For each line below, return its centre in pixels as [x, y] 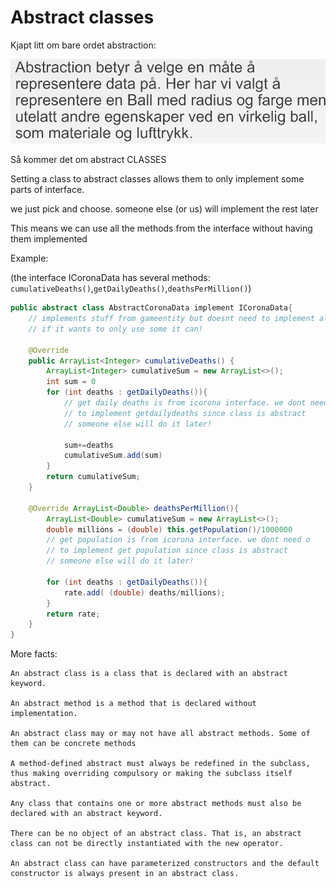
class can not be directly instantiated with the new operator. [147, 844]
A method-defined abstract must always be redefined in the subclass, [160, 764]
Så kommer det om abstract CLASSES [88, 160]
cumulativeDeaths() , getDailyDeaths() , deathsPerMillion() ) [131, 288]
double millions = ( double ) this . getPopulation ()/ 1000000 [169, 529]
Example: [29, 258]
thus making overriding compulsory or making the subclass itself [151, 774]
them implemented [49, 239]
